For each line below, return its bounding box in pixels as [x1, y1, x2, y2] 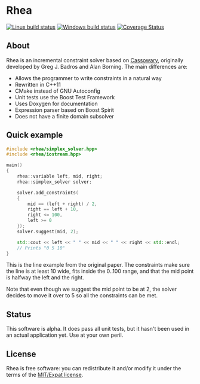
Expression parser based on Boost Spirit [14, 106, 115, 114]
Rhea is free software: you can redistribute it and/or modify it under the [6, 365, 181, 372]
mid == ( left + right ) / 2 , [27, 201, 97, 207]
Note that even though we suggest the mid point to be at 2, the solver [6, 285, 177, 293]
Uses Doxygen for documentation [14, 100, 98, 107]
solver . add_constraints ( [17, 190, 79, 196]
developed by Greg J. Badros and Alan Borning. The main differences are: [6, 63, 188, 70]
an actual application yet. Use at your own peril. [6, 331, 124, 339]
